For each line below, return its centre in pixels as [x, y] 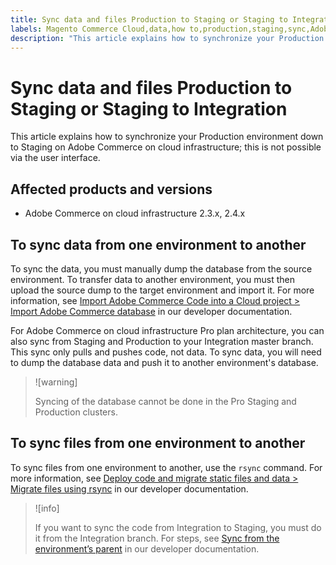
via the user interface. [55, 158]
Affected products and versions [111, 189]
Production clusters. [76, 412]
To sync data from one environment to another [158, 244]
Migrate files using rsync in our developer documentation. [129, 488]
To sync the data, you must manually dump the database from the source [161, 268]
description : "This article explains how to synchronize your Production [167, 38]
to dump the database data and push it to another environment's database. [164, 362]
